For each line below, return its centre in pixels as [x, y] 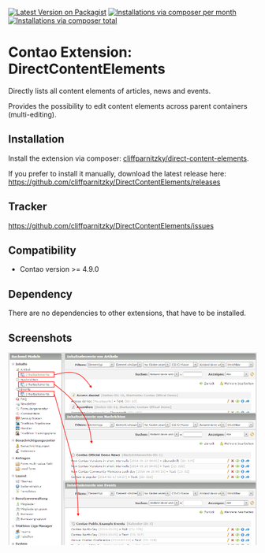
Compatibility [42, 250]
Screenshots [40, 338]
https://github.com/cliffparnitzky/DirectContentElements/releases [114, 182]
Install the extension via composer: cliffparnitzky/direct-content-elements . [129, 158]
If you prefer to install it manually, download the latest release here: [117, 173]
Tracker [28, 207]
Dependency [40, 294]
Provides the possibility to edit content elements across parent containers [128, 106]
